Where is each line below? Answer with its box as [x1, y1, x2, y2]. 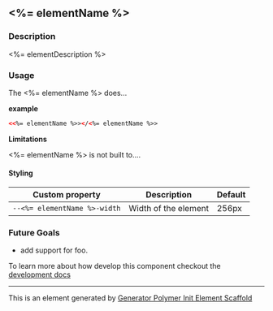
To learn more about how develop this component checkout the [8, 261, 221, 271]
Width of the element [128, 203, 210, 214]
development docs [8, 270, 71, 279]
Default [216, 189, 246, 201]
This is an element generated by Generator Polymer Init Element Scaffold [8, 293, 253, 303]
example [8, 103, 39, 113]
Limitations [8, 134, 47, 144]
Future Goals [8, 227, 60, 238]
